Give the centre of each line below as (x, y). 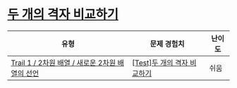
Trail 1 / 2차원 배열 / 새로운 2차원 (63, 63)
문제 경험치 (167, 44)
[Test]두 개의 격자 (160, 63)
